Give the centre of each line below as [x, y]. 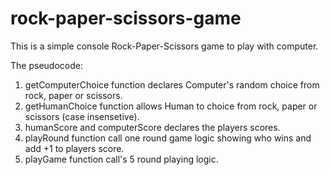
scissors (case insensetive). [82, 116]
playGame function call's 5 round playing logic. [121, 159]
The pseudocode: [46, 65]
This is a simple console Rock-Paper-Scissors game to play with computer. [164, 46]
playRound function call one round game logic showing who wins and [168, 138]
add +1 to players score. [74, 148]
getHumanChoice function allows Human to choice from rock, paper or [171, 106]
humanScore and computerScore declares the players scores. [152, 127]
